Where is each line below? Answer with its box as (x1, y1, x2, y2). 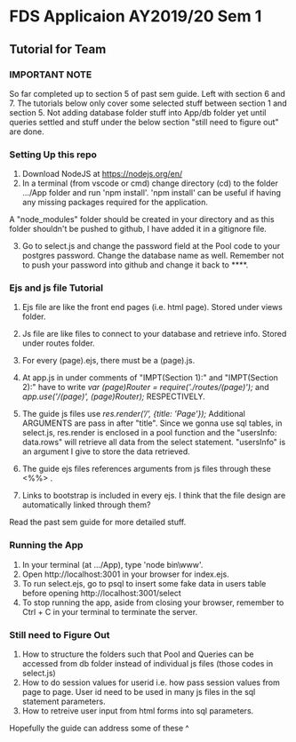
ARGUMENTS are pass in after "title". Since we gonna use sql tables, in (21, 418, 283, 428)
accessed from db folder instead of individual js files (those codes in (21, 658, 274, 669)
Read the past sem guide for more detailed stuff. (9, 517, 187, 528)
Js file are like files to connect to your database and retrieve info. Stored (21, 329, 287, 339)
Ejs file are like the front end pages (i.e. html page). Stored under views (21, 302, 283, 313)
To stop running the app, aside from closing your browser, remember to (21, 597, 284, 608)
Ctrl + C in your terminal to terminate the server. (21, 606, 198, 617)
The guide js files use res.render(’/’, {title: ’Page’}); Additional (21, 409, 246, 419)
